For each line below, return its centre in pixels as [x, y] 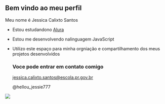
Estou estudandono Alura [38, 30]
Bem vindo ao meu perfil [43, 8]
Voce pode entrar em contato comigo [58, 67]
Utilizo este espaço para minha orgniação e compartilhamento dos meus [86, 48]
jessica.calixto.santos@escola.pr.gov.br [53, 77]
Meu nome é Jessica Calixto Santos [41, 20]
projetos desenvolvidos [36, 54]
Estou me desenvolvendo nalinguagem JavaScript [63, 39]
